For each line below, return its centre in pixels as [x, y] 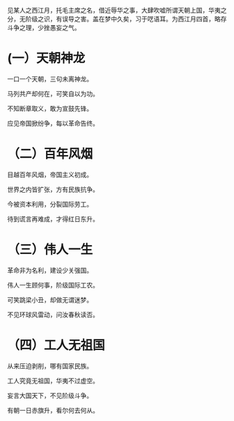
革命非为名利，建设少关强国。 [50, 270]
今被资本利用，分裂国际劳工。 [50, 204]
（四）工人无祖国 [56, 345]
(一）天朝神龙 [46, 58]
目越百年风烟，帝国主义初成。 [50, 174]
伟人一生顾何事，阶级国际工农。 [53, 285]
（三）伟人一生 [50, 250]
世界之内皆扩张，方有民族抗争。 [53, 189]
